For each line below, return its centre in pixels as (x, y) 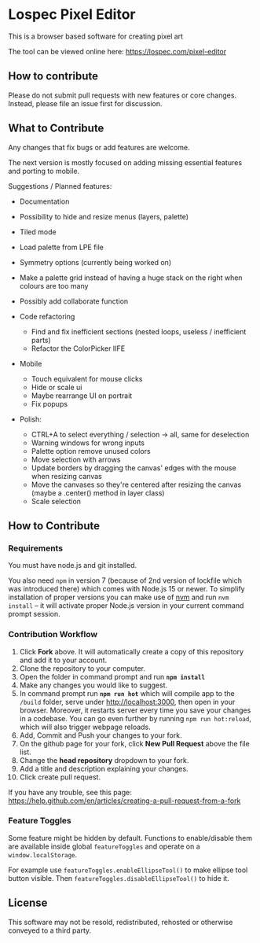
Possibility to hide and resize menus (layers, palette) (104, 216)
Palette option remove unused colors (91, 451)
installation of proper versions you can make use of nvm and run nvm (119, 597)
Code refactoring (47, 316)
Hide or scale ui (57, 387)
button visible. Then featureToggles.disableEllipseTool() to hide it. (119, 878)
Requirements (36, 548)
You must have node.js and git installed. (73, 565)
